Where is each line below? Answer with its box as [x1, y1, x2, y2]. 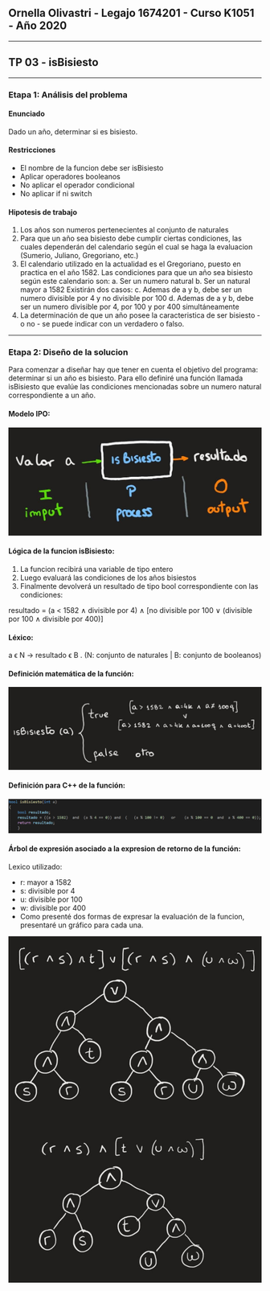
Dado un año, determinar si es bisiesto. [8, 126, 138, 136]
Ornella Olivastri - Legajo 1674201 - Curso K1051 [8, 6, 255, 20]
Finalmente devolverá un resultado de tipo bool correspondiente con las [19, 581, 259, 590]
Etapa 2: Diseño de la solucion [8, 347, 129, 358]
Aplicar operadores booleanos [19, 171, 121, 181]
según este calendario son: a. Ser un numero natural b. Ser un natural [19, 277, 251, 286]
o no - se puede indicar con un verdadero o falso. [19, 319, 185, 329]
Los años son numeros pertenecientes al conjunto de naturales [19, 225, 229, 235]
